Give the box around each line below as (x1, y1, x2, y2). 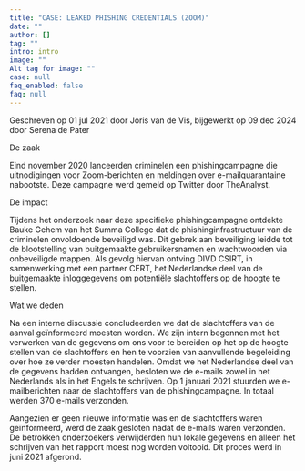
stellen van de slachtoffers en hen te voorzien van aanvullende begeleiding (9, 346, 291, 357)
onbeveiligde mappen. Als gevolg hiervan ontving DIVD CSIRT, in (9, 252, 253, 264)
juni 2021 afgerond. (9, 451, 82, 462)
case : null (9, 73, 51, 82)
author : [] (9, 30, 51, 39)
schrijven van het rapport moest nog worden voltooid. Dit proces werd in (9, 441, 282, 452)
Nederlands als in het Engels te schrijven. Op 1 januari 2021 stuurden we (9, 375, 280, 386)
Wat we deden (9, 300, 64, 311)
